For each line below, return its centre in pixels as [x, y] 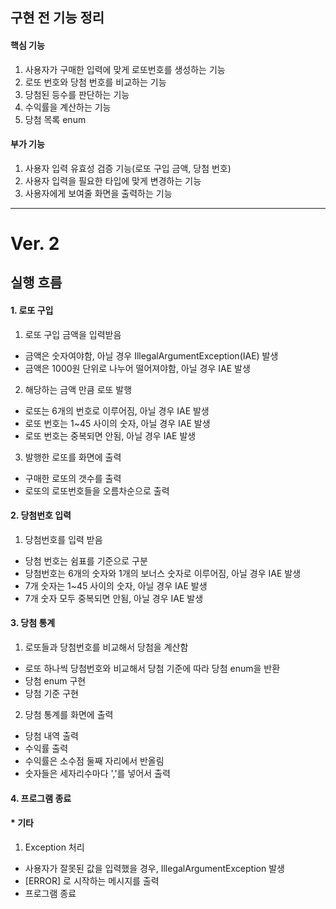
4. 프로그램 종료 [41, 798]
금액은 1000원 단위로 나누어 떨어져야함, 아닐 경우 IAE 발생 [137, 368]
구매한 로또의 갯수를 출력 [73, 478]
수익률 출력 [46, 748]
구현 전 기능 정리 [57, 18]
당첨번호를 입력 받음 [63, 539]
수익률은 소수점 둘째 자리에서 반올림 [94, 760]
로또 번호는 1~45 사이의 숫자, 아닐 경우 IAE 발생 [117, 423]
